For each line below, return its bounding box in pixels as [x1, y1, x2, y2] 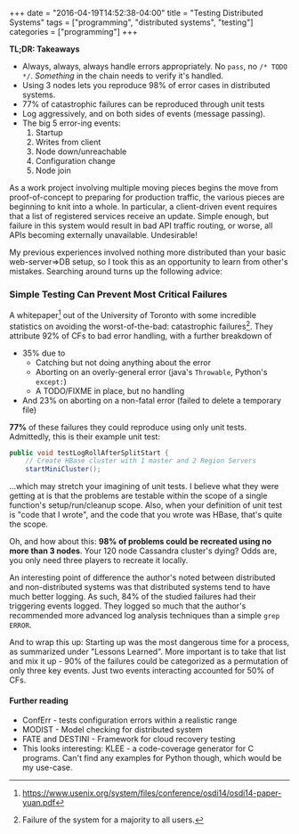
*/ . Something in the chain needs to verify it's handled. [21, 70, 224, 81]
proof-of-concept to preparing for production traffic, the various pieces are [9, 192, 285, 202]
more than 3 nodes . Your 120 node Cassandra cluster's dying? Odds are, [9, 545, 278, 556]
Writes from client [35, 137, 101, 147]
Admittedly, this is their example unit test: [9, 431, 160, 442]
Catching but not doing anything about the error [35, 356, 212, 368]
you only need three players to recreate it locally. [9, 555, 189, 566]
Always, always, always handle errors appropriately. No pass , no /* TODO [21, 61, 287, 71]
